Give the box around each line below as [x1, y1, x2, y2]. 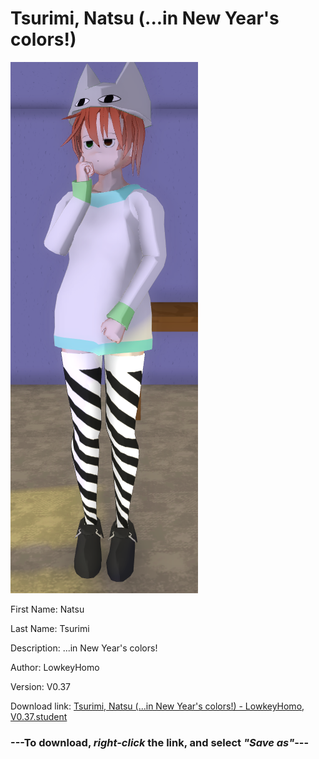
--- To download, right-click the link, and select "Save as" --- [10, 735, 310, 749]
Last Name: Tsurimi [10, 622, 90, 634]
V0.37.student [10, 710, 68, 722]
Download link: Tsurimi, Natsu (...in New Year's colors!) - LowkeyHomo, [10, 700, 305, 712]
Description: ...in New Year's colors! [10, 642, 158, 654]
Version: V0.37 [10, 680, 72, 692]
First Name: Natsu [10, 603, 85, 615]
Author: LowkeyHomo [10, 661, 100, 673]
